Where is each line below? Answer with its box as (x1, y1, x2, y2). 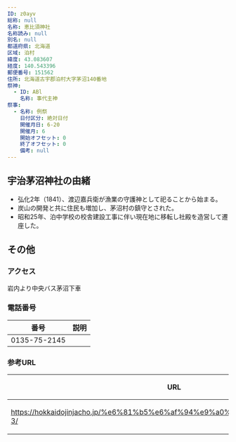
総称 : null (7, 17, 37, 24)
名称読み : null (7, 29, 48, 37)
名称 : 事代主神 (20, 95, 58, 102)
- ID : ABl (13, 88, 42, 95)
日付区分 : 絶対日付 (20, 114, 69, 121)
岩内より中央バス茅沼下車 (7, 283, 81, 292)
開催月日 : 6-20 (20, 121, 60, 128)
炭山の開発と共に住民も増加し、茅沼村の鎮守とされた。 (17, 203, 178, 212)
